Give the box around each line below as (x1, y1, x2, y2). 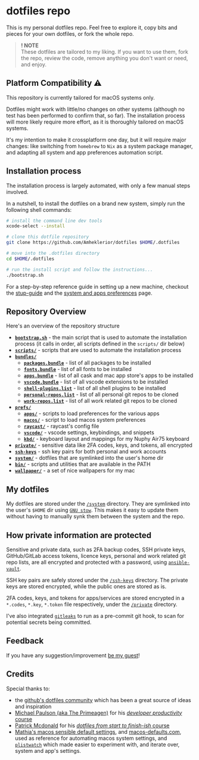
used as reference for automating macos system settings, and (14, 734, 167, 742)
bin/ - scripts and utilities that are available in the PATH (14, 461, 151, 468)
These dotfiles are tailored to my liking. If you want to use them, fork (20, 48, 189, 55)
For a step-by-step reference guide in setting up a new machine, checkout (6, 283, 189, 290)
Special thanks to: (6, 685, 51, 692)
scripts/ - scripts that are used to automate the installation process (14, 347, 182, 354)
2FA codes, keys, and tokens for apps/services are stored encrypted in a (6, 595, 185, 601)
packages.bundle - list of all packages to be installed (23, 359, 151, 366)
